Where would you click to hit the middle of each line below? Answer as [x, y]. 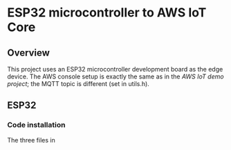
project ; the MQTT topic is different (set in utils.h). [78, 84]
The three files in [31, 140]
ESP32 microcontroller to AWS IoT [107, 13]
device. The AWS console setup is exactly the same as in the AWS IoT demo [115, 76]
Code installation [36, 125]
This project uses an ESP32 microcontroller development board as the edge [115, 69]
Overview [29, 53]
